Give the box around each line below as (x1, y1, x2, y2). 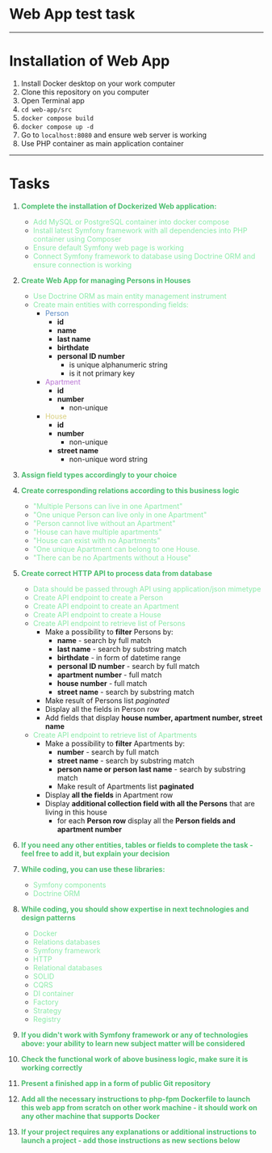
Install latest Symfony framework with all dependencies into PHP (32, 225, 248, 235)
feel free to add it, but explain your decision (20, 848, 170, 858)
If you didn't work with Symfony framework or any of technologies (20, 1029, 249, 1039)
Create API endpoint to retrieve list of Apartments (32, 730, 197, 739)
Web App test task (9, 5, 136, 23)
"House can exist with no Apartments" (32, 535, 161, 545)
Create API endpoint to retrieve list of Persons (32, 618, 186, 628)
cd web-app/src (20, 106, 73, 114)
